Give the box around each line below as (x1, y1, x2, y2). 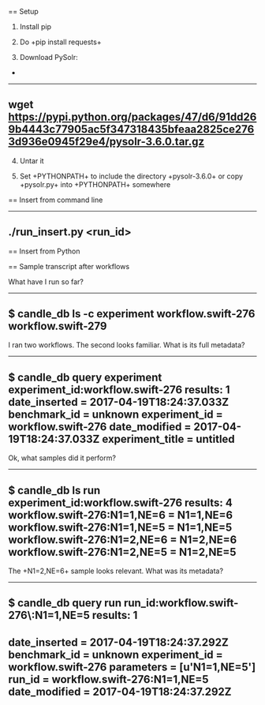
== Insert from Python (8, 246, 80, 256)
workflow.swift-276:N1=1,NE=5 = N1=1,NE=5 (8, 520, 233, 534)
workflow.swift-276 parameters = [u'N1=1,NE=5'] (8, 660, 256, 673)
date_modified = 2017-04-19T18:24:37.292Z (8, 684, 232, 698)
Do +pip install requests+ (19, 37, 102, 47)
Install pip (19, 22, 51, 31)
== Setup (8, 7, 39, 16)
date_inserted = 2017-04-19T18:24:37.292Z (8, 636, 229, 649)
